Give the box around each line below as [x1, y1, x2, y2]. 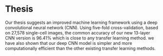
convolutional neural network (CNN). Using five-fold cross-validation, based [5, 24, 159, 30]
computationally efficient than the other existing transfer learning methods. [5, 45, 156, 51]
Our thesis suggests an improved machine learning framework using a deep [5, 19, 158, 25]
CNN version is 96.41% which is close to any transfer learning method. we [5, 35, 154, 41]
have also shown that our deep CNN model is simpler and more [5, 40, 133, 46]
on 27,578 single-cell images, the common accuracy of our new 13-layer [5, 30, 150, 36]
